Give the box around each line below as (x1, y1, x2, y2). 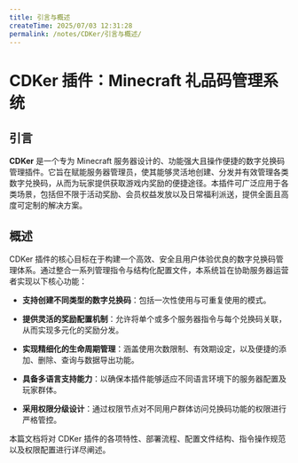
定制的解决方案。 (24, 200, 87, 211)
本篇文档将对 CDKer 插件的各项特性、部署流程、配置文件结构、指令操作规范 (9, 434, 286, 444)
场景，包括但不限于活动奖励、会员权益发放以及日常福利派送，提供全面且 (16, 189, 281, 200)
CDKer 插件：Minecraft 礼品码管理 (9, 70, 263, 90)
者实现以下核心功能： (9, 276, 87, 286)
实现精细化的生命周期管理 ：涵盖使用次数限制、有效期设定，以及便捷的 (21, 343, 279, 355)
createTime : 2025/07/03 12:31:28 (9, 21, 133, 30)
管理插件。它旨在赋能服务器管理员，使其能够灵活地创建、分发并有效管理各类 (9, 167, 289, 177)
